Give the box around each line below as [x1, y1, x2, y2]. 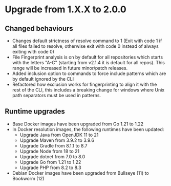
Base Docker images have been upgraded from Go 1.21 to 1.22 [12, 121, 144, 127]
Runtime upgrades [5, 107, 65, 116]
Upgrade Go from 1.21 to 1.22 [19, 159, 81, 165]
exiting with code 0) [12, 49, 55, 54]
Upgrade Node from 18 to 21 [19, 148, 80, 154]
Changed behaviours [5, 24, 74, 33]
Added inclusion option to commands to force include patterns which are [12, 70, 166, 77]
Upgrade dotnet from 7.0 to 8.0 [19, 153, 85, 160]
